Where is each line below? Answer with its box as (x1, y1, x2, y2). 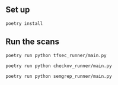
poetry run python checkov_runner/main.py (5, 62, 112, 69)
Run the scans (5, 37, 60, 47)
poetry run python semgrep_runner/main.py (5, 73, 112, 79)
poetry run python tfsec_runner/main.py (5, 52, 107, 58)
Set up (5, 5, 30, 15)
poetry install (5, 20, 43, 26)
